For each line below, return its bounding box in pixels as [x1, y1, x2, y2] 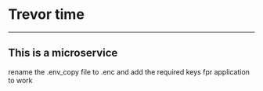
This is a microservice [8, 46, 118, 60]
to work [8, 75, 33, 85]
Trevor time [8, 5, 85, 24]
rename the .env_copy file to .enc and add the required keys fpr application [8, 67, 250, 76]
